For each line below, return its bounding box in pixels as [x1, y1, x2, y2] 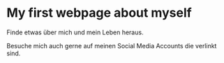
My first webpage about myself [6, 5, 193, 21]
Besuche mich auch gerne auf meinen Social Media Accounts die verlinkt [6, 41, 217, 50]
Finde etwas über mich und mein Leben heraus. [6, 28, 144, 36]
